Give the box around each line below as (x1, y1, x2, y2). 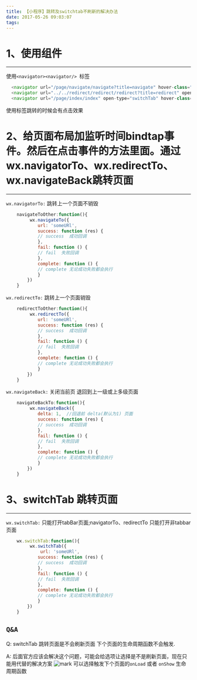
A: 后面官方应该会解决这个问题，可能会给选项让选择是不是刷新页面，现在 (6, 652, 182, 659)
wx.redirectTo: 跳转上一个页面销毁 (6, 294, 91, 301)
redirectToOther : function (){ (16, 306, 88, 312)
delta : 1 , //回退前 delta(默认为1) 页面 (37, 411, 133, 417)
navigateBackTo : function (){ (16, 400, 85, 406)
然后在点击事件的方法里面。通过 (26, 145, 181, 158)
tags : (6, 19, 19, 25)
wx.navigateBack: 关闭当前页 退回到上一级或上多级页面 (6, 388, 139, 395)
